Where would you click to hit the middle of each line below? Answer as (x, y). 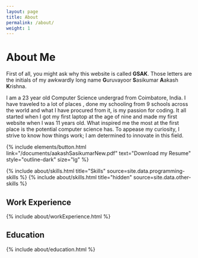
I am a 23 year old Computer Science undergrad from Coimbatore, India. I (96, 98)
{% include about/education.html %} (51, 249)
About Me (31, 57)
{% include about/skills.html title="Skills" (56, 171)
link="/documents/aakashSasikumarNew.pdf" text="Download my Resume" (99, 153)
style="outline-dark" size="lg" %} (47, 160)
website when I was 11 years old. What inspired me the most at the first (92, 123)
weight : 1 (18, 28)
